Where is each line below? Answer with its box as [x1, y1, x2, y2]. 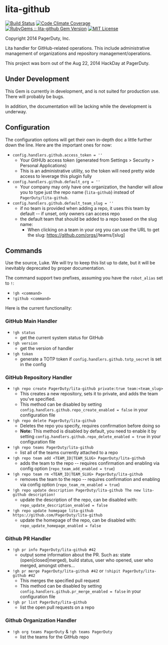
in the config [20, 361, 46, 367]
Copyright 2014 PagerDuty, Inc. [5, 35, 70, 41]
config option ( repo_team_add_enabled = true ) [20, 465, 115, 471]
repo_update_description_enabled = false [20, 503, 108, 508]
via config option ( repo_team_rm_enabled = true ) [20, 481, 120, 487]
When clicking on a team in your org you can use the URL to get [27, 227, 159, 233]
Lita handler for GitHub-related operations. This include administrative [5, 45, 150, 51]
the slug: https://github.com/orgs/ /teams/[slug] [27, 232, 125, 238]
